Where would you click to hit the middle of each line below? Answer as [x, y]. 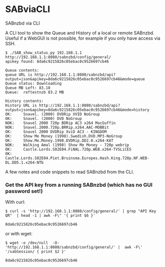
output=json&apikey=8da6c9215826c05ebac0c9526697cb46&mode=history [77, 110]
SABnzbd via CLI [23, 23]
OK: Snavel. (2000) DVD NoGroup [44, 118]
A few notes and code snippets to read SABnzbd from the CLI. [70, 172]
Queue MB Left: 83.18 [28, 88]
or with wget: [19, 234]
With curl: [15, 202]
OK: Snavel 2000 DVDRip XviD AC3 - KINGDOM [56, 131]
